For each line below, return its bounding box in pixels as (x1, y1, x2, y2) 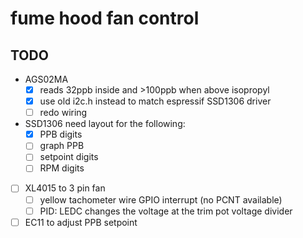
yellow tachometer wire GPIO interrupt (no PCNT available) (39, 193, 283, 206)
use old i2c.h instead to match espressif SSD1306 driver (39, 95, 272, 107)
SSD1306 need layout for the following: (24, 118, 186, 130)
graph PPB (39, 140, 85, 152)
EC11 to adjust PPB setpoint (24, 216, 138, 228)
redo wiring (39, 107, 88, 119)
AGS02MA (24, 73, 69, 85)
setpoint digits (39, 151, 99, 163)
